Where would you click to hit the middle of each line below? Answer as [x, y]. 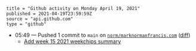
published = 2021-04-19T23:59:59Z [49, 14]
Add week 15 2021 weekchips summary [72, 41]
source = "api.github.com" [40, 19]
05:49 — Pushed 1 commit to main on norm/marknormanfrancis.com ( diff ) [102, 35]
